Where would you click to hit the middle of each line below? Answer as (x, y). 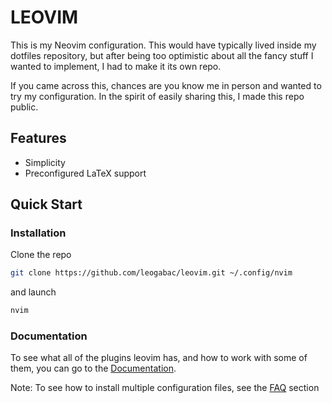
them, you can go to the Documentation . (93, 368)
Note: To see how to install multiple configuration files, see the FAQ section (165, 388)
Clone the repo (41, 255)
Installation (38, 233)
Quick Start (46, 204)
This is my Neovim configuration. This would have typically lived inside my (163, 45)
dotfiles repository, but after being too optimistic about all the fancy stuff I (162, 55)
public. (24, 107)
